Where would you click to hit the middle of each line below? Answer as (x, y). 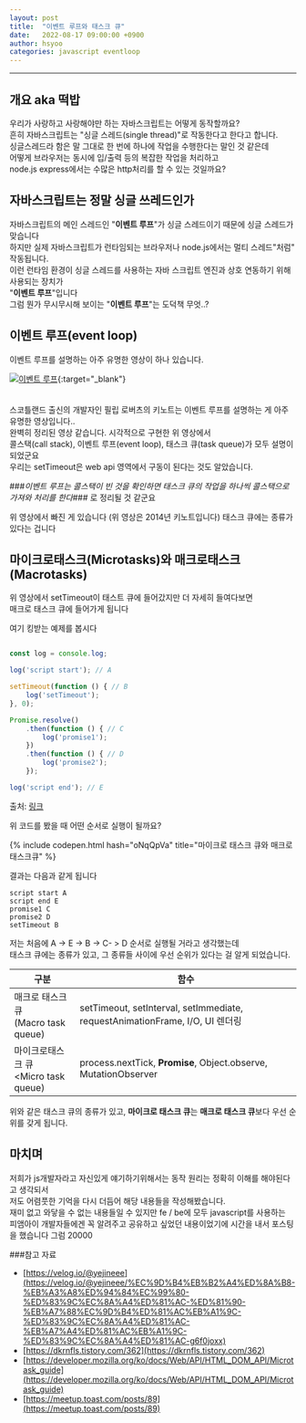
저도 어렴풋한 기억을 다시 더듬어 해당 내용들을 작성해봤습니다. (117, 1200)
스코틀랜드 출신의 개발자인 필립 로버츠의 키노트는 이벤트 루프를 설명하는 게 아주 (149, 409)
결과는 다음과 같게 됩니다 (53, 875)
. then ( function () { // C (75, 728)
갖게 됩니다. (47, 1123)
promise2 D (30, 917)
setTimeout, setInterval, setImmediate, (162, 1008)
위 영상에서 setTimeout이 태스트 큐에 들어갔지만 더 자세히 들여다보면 (131, 598)
